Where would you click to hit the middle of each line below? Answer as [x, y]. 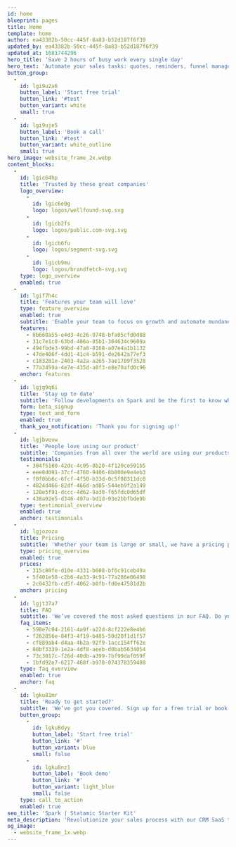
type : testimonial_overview [61, 505]
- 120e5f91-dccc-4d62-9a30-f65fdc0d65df [86, 492]
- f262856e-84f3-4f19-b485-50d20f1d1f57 [86, 636]
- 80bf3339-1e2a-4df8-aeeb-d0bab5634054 [86, 649]
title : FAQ [36, 610]
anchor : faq [37, 682]
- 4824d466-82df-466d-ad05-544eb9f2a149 [86, 486]
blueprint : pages [33, 20]
